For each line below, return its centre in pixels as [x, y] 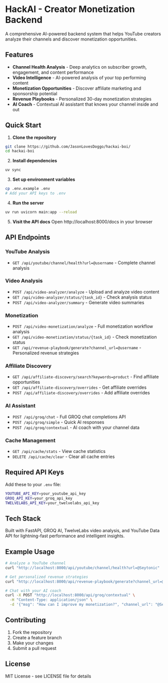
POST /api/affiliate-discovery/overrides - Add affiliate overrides [81, 393]
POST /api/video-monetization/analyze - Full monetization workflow [83, 326]
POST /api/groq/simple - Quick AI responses [58, 422]
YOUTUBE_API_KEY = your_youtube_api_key [45, 494]
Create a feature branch [37, 637]
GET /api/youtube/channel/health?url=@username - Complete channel [84, 263]
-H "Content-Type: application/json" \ [51, 600]
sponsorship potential [35, 93]
